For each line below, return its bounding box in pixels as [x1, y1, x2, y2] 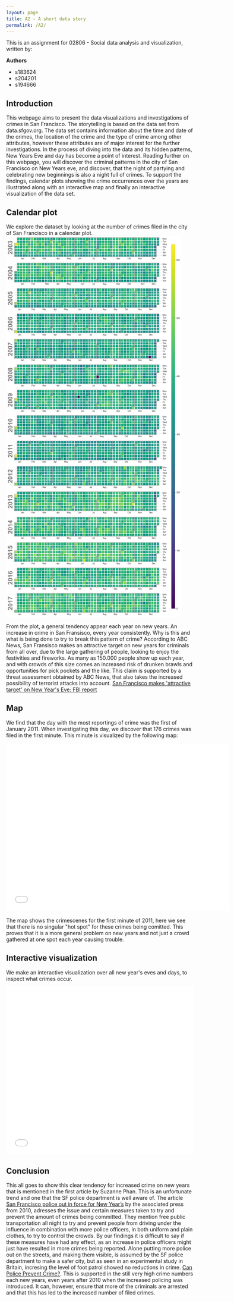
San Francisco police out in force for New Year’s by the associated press [6, 1200, 184, 1208]
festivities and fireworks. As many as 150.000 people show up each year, [6, 654, 185, 662]
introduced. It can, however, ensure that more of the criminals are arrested [6, 1283, 188, 1290]
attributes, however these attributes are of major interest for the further [6, 140, 180, 147]
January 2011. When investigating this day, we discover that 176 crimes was [6, 725, 191, 732]
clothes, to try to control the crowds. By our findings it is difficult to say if [6, 1232, 185, 1240]
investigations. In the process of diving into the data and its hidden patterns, [6, 146, 192, 153]
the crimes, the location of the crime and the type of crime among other [6, 133, 182, 140]
